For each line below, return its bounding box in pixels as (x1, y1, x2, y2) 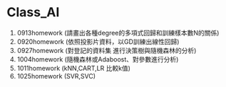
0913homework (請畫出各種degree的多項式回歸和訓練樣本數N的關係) (16, 28, 220, 37)
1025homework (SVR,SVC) (16, 71, 96, 80)
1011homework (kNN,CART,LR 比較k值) (16, 64, 131, 72)
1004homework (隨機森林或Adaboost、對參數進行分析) (16, 54, 179, 64)
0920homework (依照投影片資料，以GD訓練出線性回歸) (16, 37, 180, 46)
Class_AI (6, 4, 60, 21)
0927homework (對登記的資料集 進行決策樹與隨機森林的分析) (16, 46, 197, 54)
